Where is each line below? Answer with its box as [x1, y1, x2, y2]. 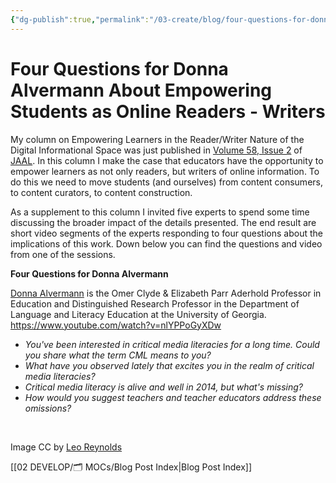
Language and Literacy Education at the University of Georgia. [10, 308, 267, 320]
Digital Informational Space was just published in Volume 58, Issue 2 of [10, 144, 303, 156]
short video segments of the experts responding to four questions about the [10, 227, 323, 239]
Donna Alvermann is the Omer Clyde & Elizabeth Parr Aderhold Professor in [10, 287, 322, 299]
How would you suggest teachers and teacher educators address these [24, 391, 322, 403]
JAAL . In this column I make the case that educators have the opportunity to [10, 154, 324, 166]
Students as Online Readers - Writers [10, 100, 326, 123]
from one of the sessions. [10, 248, 116, 260]
